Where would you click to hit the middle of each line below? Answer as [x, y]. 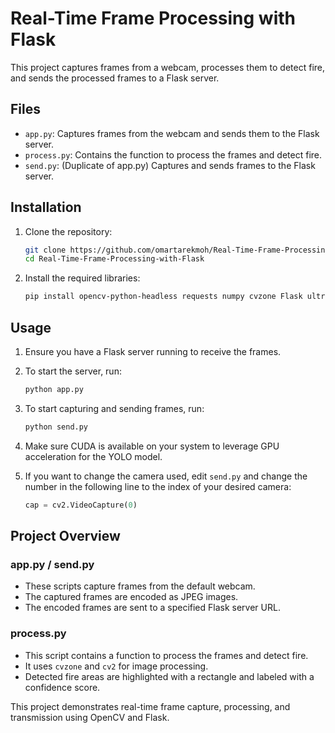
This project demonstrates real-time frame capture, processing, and [150, 706]
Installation [46, 207]
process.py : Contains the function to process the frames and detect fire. [173, 154]
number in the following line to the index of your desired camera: [158, 486]
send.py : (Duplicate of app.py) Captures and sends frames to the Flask [170, 165]
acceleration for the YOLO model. [93, 456]
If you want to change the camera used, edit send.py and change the [166, 476]
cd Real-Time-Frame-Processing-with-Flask [114, 259]
